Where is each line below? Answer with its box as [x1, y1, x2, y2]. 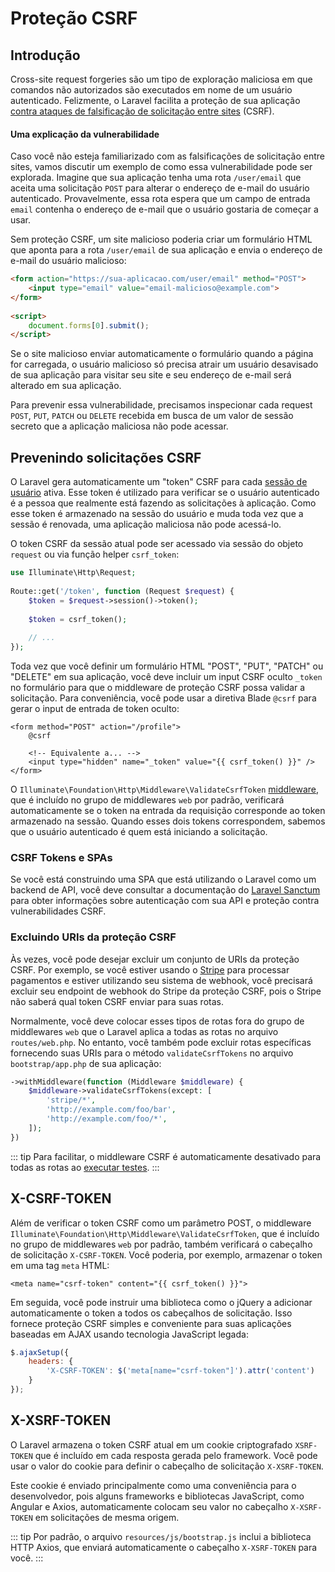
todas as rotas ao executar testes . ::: [10, 1161, 160, 1173]
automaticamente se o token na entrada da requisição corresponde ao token [10, 805, 326, 817]
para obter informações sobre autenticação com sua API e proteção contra [10, 895, 320, 907]
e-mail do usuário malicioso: [10, 255, 127, 267]
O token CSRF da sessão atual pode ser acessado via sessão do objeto [10, 538, 304, 550]
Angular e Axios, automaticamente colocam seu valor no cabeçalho [10, 1500, 289, 1512]
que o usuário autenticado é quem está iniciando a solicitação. [10, 826, 268, 838]
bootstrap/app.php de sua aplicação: [10, 1057, 162, 1069]
